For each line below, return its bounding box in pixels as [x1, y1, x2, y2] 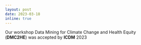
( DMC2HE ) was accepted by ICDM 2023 [5, 34, 87, 40]
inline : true [5, 16, 32, 21]
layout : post [5, 7, 32, 12]
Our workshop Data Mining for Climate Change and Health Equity [5, 30, 136, 35]
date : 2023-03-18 [5, 12, 40, 16]
